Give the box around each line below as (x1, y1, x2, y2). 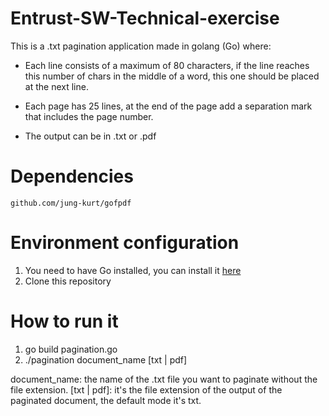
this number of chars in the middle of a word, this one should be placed (24, 70, 320, 82)
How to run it (10, 310, 119, 332)
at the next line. (24, 80, 89, 92)
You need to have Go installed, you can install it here (24, 264, 242, 276)
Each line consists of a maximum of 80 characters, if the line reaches (24, 59, 310, 71)
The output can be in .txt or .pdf (24, 130, 157, 142)
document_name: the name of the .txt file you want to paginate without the (10, 373, 318, 385)
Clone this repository (24, 275, 112, 287)
